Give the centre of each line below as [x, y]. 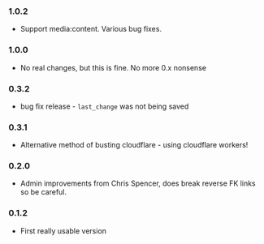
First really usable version [63, 231]
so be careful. [43, 192]
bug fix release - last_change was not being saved [104, 106]
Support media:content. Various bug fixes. [91, 29]
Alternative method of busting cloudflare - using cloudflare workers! [134, 145]
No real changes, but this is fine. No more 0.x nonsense [113, 67]
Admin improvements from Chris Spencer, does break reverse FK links [138, 183]
